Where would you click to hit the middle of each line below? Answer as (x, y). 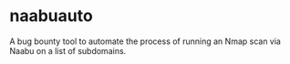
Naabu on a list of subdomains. (68, 50)
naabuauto (51, 16)
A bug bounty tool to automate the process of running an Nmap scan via (145, 41)
